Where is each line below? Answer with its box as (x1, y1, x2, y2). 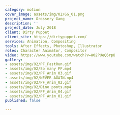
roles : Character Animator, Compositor (5, 48, 87, 53)
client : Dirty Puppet (5, 30, 50, 35)
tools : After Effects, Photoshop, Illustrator (5, 44, 102, 48)
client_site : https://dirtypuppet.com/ (5, 35, 87, 40)
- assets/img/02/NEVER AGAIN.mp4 (5, 75, 74, 80)
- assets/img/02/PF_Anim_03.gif (5, 71, 71, 76)
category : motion (5, 7, 41, 12)
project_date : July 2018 (5, 25, 56, 30)
